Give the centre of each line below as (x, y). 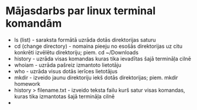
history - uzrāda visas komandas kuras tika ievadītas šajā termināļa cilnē (103, 59)
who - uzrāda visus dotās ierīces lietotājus (66, 71)
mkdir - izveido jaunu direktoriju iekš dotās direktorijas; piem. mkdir (96, 77)
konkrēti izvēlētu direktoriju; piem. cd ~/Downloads (76, 52)
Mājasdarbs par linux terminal (81, 11)
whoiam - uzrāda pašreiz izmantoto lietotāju (68, 65)
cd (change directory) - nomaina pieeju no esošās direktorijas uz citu (98, 46)
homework (27, 83)
